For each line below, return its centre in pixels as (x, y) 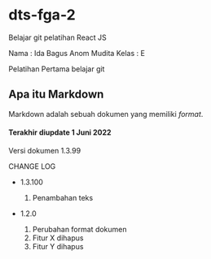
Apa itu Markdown (56, 95)
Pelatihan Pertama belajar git (57, 69)
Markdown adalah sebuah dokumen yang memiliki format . (106, 114)
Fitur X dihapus (58, 238)
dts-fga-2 (42, 15)
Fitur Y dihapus (58, 246)
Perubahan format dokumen (80, 229)
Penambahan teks (63, 197)
